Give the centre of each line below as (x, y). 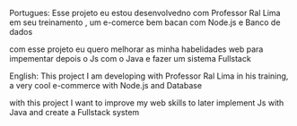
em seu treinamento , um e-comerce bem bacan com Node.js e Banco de (145, 22)
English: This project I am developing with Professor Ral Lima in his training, (149, 76)
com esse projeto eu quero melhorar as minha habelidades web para (136, 49)
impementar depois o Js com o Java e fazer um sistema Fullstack (130, 59)
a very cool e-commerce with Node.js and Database (106, 85)
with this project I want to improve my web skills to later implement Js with (147, 103)
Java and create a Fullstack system (74, 112)
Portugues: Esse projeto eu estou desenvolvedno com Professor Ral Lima (145, 13)
